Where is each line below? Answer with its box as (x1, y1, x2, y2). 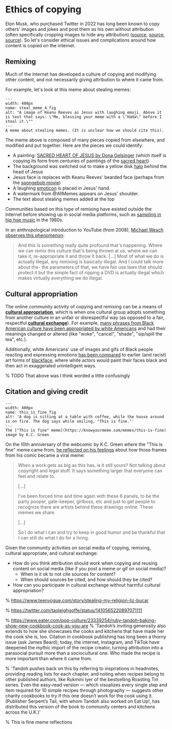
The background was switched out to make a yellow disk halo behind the (12, 163, 167, 169)
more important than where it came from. (5, 656, 92, 662)
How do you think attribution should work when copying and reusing (12, 560, 158, 566)
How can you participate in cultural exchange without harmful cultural (12, 582, 161, 588)
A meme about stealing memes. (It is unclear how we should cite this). (5, 127, 164, 133)
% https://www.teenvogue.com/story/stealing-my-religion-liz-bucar (5, 597, 149, 604)
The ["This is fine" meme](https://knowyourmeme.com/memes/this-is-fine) (5, 428, 167, 433)
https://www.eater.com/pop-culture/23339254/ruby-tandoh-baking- (11, 618, 157, 624)
